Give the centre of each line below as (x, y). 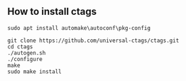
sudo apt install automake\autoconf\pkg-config (79, 28)
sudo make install (34, 71)
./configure (25, 59)
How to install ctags (52, 12)
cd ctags (20, 47)
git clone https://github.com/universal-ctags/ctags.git (93, 40)
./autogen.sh (27, 53)
